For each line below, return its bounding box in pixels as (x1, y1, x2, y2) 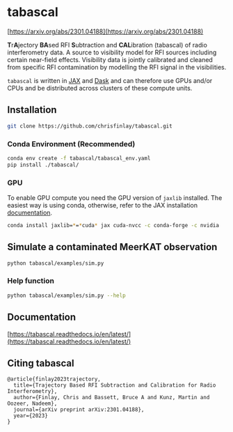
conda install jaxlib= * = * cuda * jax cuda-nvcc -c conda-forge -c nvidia (7, 222, 219, 229)
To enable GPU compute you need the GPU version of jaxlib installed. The (7, 193, 223, 202)
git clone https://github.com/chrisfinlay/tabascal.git (7, 123, 172, 130)
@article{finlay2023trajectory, (7, 376, 101, 383)
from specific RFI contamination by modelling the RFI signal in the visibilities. (7, 63, 227, 71)
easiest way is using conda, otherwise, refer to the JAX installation (7, 201, 198, 209)
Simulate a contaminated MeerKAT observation (7, 241, 218, 253)
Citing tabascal (7, 357, 74, 369)
